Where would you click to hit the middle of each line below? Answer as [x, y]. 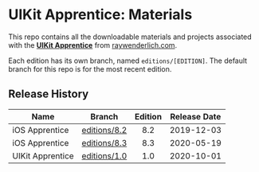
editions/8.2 [104, 130]
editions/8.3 [104, 143]
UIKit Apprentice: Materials [100, 15]
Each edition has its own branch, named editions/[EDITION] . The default [128, 61]
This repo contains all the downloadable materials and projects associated [130, 37]
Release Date [196, 116]
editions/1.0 [104, 155]
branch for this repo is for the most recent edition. [90, 68]
